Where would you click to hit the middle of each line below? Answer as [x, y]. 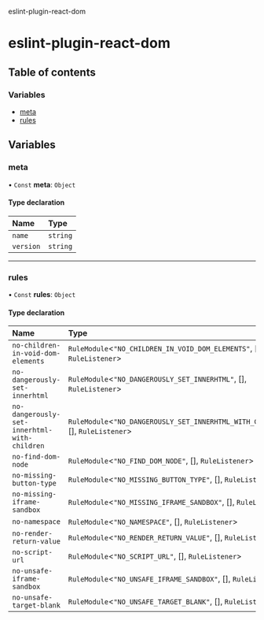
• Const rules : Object [42, 295]
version [26, 246]
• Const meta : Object [42, 184]
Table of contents [52, 72]
